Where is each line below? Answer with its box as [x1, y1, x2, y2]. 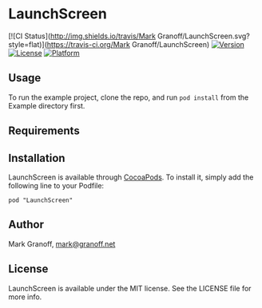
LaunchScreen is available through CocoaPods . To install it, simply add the [8, 172, 254, 182]
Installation [8, 151, 65, 164]
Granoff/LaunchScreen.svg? [157, 31, 250, 41]
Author [8, 218, 44, 231]
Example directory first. [8, 101, 85, 110]
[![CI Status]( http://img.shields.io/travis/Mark [8, 31, 156, 41]
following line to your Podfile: [8, 180, 105, 190]
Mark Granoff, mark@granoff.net [8, 239, 116, 248]
